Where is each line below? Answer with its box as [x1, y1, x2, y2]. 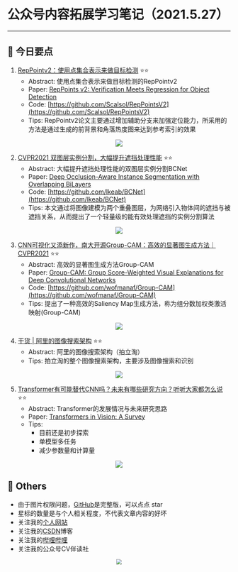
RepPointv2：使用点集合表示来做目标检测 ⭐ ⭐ [17, 65, 149, 75]
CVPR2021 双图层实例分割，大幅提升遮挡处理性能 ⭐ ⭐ [17, 153, 173, 162]
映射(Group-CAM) [28, 308, 81, 317]
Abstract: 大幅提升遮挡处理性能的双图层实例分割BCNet [28, 164, 188, 172]
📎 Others [7, 480, 47, 493]
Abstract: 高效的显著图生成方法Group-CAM [28, 260, 154, 268]
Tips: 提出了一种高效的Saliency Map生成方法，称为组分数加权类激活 [28, 299, 227, 307]
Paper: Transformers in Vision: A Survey [28, 412, 145, 421]
